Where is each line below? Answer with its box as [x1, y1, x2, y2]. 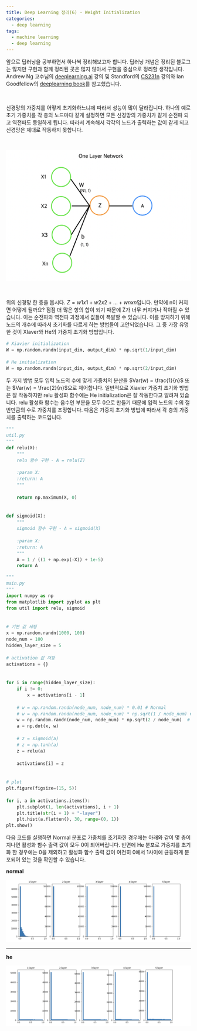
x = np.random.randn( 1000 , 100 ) [6, 630, 85, 636]
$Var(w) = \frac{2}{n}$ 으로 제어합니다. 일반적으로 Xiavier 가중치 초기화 [12, 384, 178, 392]
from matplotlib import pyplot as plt [6, 599, 101, 605]
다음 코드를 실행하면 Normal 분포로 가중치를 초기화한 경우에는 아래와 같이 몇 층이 [6, 834, 191, 841]
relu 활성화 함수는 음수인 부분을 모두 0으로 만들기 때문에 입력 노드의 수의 [18, 399, 184, 406]
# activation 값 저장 [6, 655, 56, 661]
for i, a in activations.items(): [6, 798, 91, 804]
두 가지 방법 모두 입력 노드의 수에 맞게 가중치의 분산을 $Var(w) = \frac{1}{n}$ [6, 377, 184, 384]
